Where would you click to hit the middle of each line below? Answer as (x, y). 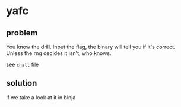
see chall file (23, 64)
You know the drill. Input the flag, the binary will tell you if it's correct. (91, 47)
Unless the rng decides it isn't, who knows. (59, 53)
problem (22, 33)
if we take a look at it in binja (41, 97)
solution (22, 83)
